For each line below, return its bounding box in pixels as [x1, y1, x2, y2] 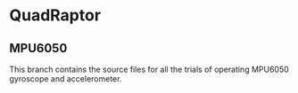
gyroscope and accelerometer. [9, 74, 122, 84]
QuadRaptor [9, 5, 101, 26]
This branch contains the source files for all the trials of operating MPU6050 [9, 64, 290, 74]
